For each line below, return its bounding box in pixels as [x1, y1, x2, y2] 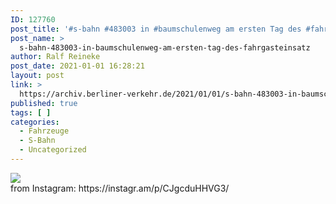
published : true [10, 98, 78, 108]
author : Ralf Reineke [10, 52, 101, 62]
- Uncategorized [19, 145, 87, 155]
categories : [10, 117, 60, 127]
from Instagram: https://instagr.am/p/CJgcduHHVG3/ [10, 182, 230, 194]
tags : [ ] [10, 107, 52, 118]
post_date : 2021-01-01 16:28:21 [10, 61, 145, 71]
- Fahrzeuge [19, 126, 70, 136]
